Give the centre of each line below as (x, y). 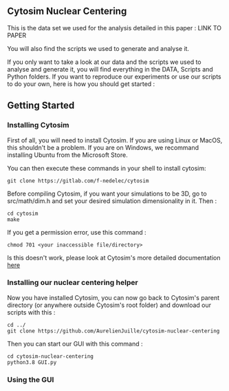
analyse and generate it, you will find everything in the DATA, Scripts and (110, 69)
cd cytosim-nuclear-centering (51, 356)
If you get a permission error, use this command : (77, 232)
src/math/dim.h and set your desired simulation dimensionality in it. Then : (112, 201)
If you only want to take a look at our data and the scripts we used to (104, 62)
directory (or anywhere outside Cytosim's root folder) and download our (109, 305)
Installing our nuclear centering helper (73, 283)
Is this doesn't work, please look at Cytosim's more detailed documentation (114, 257)
